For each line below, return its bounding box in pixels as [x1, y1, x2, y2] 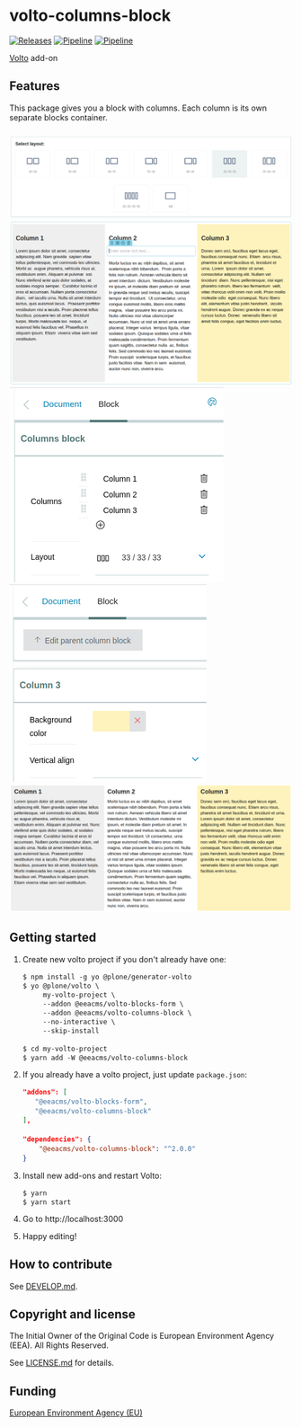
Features [9, 78, 60, 94]
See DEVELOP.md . [9, 1281, 78, 1291]
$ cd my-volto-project [22, 1044, 108, 1053]
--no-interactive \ [42, 1017, 116, 1026]
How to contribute [9, 1257, 113, 1272]
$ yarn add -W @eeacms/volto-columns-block [22, 1053, 189, 1062]
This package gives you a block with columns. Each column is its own [9, 102, 268, 113]
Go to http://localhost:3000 [22, 1213, 124, 1224]
